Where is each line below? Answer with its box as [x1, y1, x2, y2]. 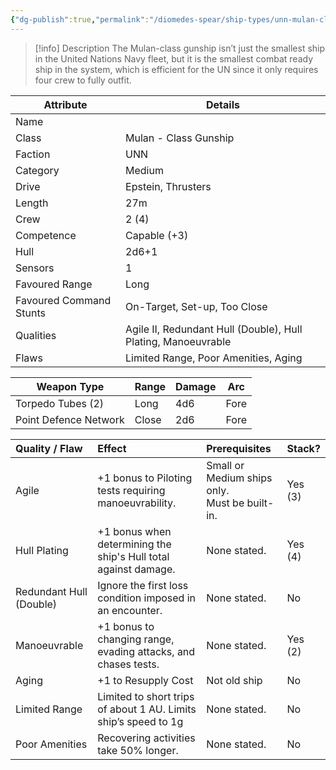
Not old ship [206, 673, 263, 687]
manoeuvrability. [97, 496, 177, 510]
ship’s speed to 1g [97, 714, 184, 728]
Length [15, 196, 49, 210]
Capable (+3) [125, 228, 189, 242]
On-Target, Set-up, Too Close [125, 299, 268, 313]
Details [206, 97, 240, 111]
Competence [15, 228, 77, 242]
